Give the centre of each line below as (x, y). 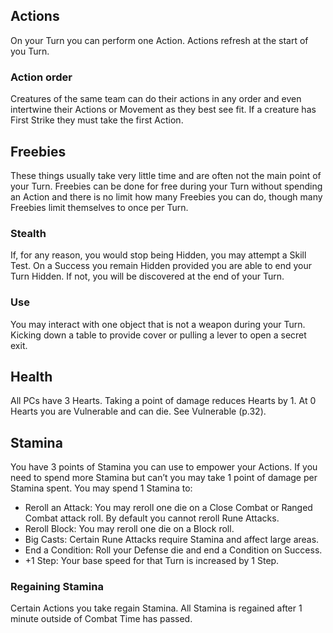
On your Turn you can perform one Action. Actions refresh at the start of (159, 40)
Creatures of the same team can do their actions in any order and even (156, 99)
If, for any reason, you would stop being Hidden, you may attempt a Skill (158, 255)
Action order (41, 77)
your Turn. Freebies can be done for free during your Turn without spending (166, 186)
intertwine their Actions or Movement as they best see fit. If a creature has (163, 110)
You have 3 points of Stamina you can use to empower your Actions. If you (164, 467)
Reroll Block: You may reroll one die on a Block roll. (129, 529)
